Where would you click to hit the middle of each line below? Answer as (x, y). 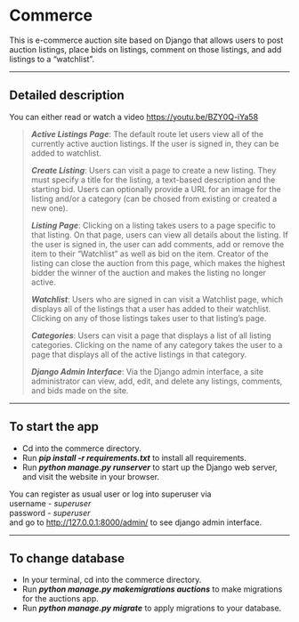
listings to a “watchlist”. (52, 59)
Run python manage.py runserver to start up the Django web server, (149, 467)
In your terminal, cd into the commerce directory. (112, 580)
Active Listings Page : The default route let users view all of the (147, 133)
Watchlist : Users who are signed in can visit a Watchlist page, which (157, 299)
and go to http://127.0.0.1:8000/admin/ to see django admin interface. (136, 522)
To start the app (54, 427)
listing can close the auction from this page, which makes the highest (158, 263)
